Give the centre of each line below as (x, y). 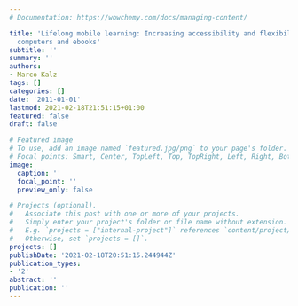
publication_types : (45, 263)
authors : (25, 67)
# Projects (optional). (53, 206)
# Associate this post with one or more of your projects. (125, 214)
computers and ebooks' (59, 42)
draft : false (33, 124)
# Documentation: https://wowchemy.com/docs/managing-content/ (129, 17)
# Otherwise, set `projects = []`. (79, 239)
